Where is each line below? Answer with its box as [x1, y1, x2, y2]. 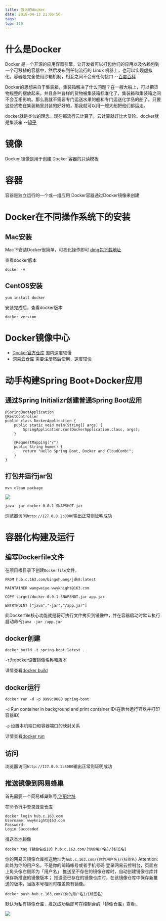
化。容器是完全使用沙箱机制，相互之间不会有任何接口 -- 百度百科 [5, 74, 136, 80]
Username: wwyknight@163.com [5, 818, 65, 823]
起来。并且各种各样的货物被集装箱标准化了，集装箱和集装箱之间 [31, 90, 161, 97]
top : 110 [5, 21, 23, 26]
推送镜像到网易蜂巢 [5, 779, 64, 787]
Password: [5, 822, 26, 827]
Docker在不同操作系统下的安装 [5, 211, 131, 223]
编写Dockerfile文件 [5, 553, 64, 562]
